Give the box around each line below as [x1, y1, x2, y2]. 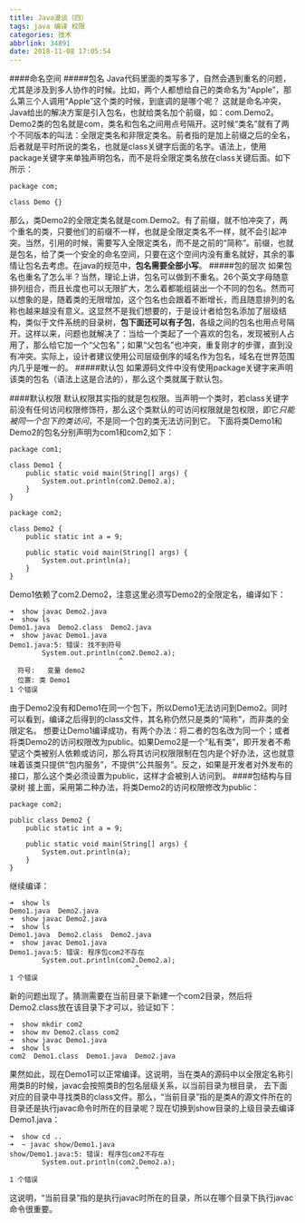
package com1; [9, 445, 63, 455]
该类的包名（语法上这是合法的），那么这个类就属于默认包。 [9, 374, 228, 385]
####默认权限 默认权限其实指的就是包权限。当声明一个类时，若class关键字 [9, 393, 290, 404]
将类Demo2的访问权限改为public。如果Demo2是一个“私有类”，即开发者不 [9, 737, 283, 748]
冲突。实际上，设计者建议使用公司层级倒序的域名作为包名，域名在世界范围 [16, 351, 295, 362]
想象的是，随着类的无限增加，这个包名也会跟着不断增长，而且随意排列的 [16, 294, 287, 305]
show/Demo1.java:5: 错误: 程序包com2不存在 [9, 1150, 166, 1159]
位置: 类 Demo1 [17, 676, 71, 685]
